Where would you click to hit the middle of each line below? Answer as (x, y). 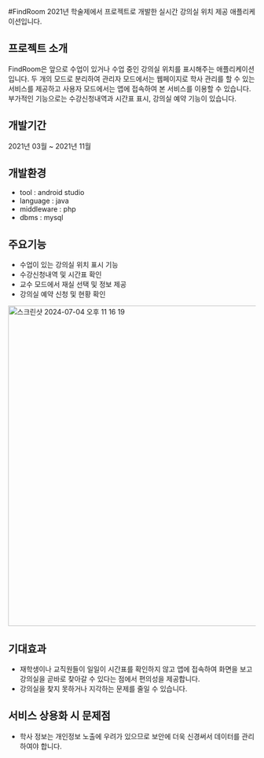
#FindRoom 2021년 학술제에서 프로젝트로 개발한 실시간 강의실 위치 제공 (118, 11)
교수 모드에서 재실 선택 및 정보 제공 (73, 285)
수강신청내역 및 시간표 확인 (60, 274)
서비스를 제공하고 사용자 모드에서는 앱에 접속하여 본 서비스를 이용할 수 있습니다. (130, 88)
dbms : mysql (41, 218)
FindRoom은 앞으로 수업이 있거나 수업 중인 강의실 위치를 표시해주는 (111, 68)
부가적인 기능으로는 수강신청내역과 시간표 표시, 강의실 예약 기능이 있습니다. (123, 98)
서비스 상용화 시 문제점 (60, 716)
